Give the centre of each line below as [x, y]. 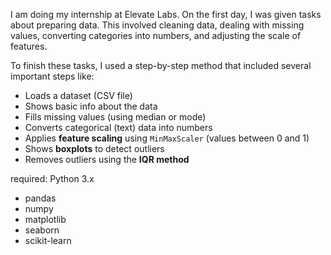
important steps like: [52, 76]
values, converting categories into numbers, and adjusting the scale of [156, 35]
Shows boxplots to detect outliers [94, 148]
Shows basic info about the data [91, 106]
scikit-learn [48, 240]
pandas [40, 198]
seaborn [42, 230]
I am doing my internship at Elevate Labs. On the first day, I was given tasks [166, 14]
